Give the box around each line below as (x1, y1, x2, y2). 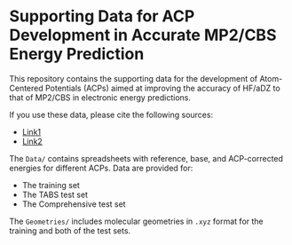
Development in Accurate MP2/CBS (9, 25, 277, 45)
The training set (21, 179, 80, 190)
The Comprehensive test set (21, 198, 126, 209)
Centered (9, 83, 44, 93)
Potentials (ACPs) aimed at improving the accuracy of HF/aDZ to (44, 83, 281, 93)
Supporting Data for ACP (9, 6, 195, 27)
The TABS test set (21, 189, 89, 200)
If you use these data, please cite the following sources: (9, 109, 214, 120)
